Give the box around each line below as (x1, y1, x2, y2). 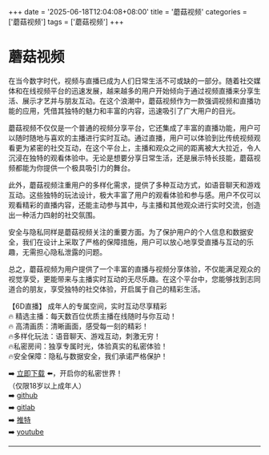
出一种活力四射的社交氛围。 (8, 210, 100, 219)
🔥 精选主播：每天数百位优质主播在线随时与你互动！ (8, 311, 178, 320)
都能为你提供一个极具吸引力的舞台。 (14, 163, 134, 172)
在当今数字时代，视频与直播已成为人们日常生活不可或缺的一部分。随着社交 (8, 75, 254, 86)
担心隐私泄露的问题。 (35, 247, 106, 256)
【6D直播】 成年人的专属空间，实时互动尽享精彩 (8, 301, 167, 311)
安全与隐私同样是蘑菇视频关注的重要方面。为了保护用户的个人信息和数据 (8, 227, 247, 236)
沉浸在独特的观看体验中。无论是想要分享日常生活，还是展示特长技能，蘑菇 (8, 153, 254, 163)
